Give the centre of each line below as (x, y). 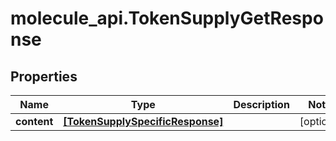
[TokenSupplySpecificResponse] (143, 121)
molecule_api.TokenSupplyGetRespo (167, 18)
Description (261, 104)
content (34, 121)
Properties (44, 76)
